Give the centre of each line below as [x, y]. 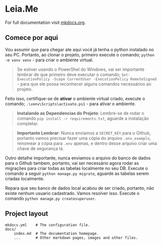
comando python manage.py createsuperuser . [51, 198]
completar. [28, 123]
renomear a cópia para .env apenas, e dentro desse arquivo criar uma [87, 143]
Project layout [27, 214]
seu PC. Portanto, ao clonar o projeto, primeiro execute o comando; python [80, 55]
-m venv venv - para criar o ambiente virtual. [49, 60]
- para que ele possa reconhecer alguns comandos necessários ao [84, 84]
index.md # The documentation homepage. [56, 233]
